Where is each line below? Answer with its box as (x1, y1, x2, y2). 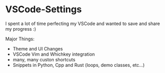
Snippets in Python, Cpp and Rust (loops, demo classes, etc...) (12, 62, 145, 68)
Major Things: (5, 36, 35, 42)
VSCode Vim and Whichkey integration (12, 51, 95, 57)
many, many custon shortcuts (12, 56, 76, 62)
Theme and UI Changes (12, 45, 63, 52)
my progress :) (5, 26, 36, 32)
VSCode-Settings (5, 4, 82, 15)
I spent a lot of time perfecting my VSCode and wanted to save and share (5, 20, 160, 27)
